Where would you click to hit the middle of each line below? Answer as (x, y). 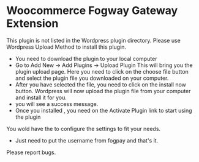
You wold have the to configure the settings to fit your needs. (84, 129)
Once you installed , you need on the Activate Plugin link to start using (103, 110)
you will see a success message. (57, 104)
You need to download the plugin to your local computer (86, 58)
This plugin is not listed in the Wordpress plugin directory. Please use (93, 40)
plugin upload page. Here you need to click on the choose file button (102, 71)
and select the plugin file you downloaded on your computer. (92, 78)
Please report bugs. (31, 152)
